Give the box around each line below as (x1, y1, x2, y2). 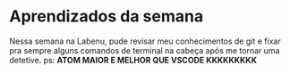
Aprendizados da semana (9, 6, 204, 27)
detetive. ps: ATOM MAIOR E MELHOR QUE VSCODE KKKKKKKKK (9, 54, 258, 65)
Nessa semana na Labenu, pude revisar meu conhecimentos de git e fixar (9, 36, 281, 46)
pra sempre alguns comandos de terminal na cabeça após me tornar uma (9, 45, 280, 55)
